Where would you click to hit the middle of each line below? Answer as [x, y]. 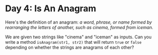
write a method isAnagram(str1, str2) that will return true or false [73, 42]
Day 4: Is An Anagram [51, 9]
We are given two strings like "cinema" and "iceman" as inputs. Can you [79, 37]
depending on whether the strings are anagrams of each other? [70, 47]
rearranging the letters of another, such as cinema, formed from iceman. [79, 27]
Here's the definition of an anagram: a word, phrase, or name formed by [79, 22]
